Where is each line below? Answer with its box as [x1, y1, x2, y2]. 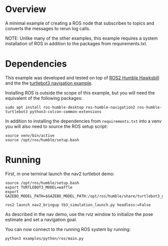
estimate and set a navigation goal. [5, 216, 77, 222]
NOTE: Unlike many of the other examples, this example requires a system [5, 35, 158, 41]
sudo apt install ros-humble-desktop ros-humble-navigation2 [5, 104, 135, 110]
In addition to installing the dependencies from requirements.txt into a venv [5, 118, 162, 124]
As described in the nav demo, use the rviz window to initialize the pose [5, 211, 153, 217]
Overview [5, 4, 46, 15]
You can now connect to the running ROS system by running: [5, 226, 131, 232]
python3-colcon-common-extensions [29, 109, 101, 114]
